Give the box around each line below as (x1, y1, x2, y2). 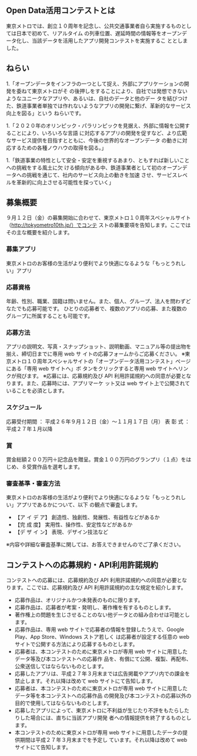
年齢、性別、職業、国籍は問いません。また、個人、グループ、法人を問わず (6, 298, 186, 305)
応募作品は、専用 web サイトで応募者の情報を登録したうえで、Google (14, 626, 185, 633)
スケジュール (6, 403, 42, 412)
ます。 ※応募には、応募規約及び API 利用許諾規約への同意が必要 (26, 373, 181, 380)
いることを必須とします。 (6, 387, 68, 394)
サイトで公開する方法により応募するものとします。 (14, 641, 138, 648)
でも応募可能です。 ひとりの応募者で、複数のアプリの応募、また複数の (16, 305, 187, 312)
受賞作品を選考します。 (26, 463, 84, 470)
